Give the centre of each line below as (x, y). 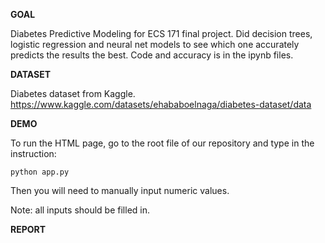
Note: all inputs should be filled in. (80, 210)
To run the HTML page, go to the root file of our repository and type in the (162, 143)
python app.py (40, 172)
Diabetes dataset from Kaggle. (73, 93)
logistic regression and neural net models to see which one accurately (155, 44)
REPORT (28, 229)
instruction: (33, 153)
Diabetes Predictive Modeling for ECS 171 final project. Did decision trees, (161, 33)
